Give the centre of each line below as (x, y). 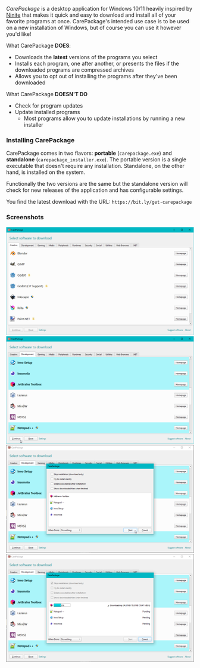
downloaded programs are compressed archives (74, 70)
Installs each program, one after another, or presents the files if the (97, 63)
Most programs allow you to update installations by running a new (104, 118)
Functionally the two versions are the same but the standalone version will (97, 184)
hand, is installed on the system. (46, 172)
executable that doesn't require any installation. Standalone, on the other (95, 166)
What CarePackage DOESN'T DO (47, 94)
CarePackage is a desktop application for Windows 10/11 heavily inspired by (99, 9)
